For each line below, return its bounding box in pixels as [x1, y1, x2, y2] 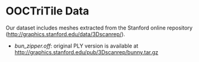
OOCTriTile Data [5, 4, 90, 18]
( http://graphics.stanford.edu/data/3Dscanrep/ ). [5, 30, 125, 37]
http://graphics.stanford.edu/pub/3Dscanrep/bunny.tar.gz [14, 48, 158, 55]
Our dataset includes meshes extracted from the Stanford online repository [5, 24, 193, 31]
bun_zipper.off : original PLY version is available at [14, 42, 139, 49]
